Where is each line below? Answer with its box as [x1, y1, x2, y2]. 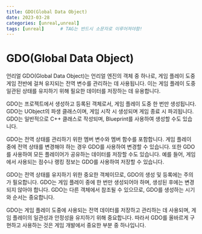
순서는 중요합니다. [12, 194, 55, 201]
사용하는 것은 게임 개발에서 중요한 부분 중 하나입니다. [22, 221, 147, 229]
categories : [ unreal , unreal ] [6, 20, 80, 26]
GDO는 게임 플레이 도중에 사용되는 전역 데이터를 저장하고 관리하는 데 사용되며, [6, 206, 190, 214]
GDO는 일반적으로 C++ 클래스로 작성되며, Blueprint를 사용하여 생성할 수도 [6, 115, 181, 122]
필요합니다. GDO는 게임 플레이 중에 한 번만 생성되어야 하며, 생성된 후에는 [12, 179, 184, 186]
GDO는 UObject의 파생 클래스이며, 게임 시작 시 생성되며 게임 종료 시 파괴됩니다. [6, 108, 194, 115]
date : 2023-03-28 [6, 14, 50, 21]
